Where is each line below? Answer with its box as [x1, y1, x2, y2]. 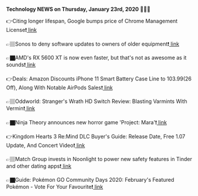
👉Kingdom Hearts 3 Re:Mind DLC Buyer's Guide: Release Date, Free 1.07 [6, 133, 186, 140]
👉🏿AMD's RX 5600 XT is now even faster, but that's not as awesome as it [6, 54, 187, 61]
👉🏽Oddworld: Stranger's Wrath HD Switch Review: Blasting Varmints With [6, 98, 187, 105]
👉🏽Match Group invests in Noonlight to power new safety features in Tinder [6, 156, 192, 162]
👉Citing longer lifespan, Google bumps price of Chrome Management [6, 18, 178, 24]
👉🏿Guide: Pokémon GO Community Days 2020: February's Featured [6, 176, 174, 183]
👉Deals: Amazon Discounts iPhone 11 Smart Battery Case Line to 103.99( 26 [6, 75, 192, 82]
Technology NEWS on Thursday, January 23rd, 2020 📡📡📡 [6, 6, 151, 12]
